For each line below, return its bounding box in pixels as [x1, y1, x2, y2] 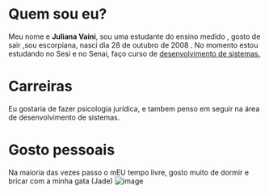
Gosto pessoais [8, 141, 116, 159]
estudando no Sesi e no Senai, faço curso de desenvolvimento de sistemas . [8, 48, 261, 58]
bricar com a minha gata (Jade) [8, 175, 113, 186]
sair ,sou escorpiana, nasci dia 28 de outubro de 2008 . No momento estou [8, 40, 258, 49]
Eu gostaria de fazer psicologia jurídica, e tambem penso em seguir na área [8, 103, 260, 113]
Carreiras [8, 78, 73, 95]
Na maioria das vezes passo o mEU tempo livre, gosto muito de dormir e [8, 167, 249, 177]
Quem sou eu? [8, 5, 107, 23]
